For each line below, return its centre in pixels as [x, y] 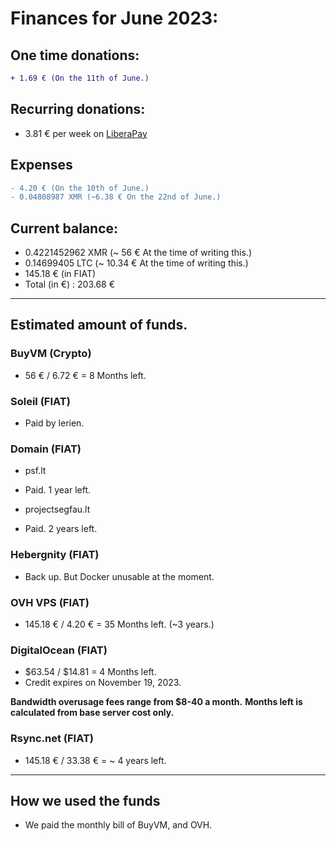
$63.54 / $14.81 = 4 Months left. [90, 672]
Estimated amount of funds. [99, 325]
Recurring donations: [78, 109]
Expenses [41, 165]
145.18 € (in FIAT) [60, 274]
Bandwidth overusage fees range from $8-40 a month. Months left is [156, 702]
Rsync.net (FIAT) [52, 739]
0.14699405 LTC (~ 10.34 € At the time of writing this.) [136, 263]
